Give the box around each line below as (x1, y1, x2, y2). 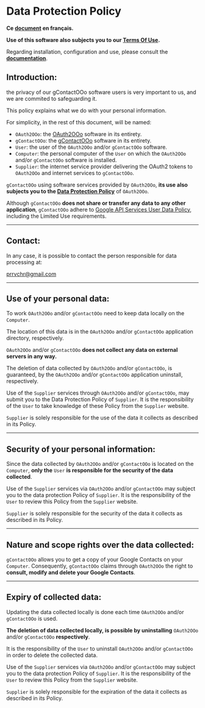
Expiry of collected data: (6, 592, 102, 603)
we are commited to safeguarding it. (6, 95, 98, 102)
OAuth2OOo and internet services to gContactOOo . (15, 169, 134, 176)
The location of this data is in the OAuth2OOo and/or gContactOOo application (6, 328, 193, 335)
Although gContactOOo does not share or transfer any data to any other (6, 199, 186, 207)
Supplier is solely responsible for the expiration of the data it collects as (6, 688, 187, 695)
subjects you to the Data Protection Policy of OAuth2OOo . (6, 187, 149, 195)
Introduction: (6, 72, 57, 83)
